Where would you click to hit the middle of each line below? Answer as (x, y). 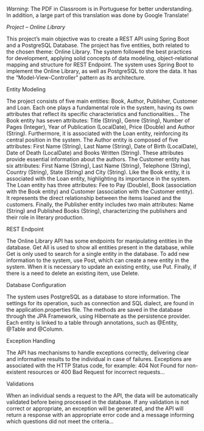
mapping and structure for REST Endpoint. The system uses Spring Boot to (100, 64)
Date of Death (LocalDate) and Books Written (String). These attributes (95, 153)
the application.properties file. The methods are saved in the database (94, 310)
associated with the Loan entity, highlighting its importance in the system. (99, 178)
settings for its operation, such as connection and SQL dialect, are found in (100, 303)
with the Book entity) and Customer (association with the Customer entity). (100, 191)
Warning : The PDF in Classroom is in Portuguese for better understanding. (100, 9)
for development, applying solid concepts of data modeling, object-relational (102, 58)
